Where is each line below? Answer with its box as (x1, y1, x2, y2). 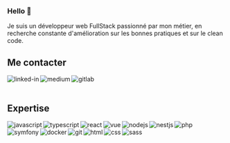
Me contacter (7, 57, 67, 68)
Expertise (7, 102, 50, 114)
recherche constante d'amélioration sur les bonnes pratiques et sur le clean (7, 29, 224, 37)
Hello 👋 (7, 6, 32, 16)
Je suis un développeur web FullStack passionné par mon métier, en (7, 22, 202, 30)
